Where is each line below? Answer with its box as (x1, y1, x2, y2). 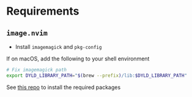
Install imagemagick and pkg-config (15, 43, 102, 50)
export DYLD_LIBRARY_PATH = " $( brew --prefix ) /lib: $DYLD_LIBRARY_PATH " (6, 72, 188, 79)
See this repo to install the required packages (6, 84, 121, 91)
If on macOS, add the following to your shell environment (6, 55, 150, 62)
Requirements (6, 4, 79, 18)
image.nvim (6, 29, 48, 37)
